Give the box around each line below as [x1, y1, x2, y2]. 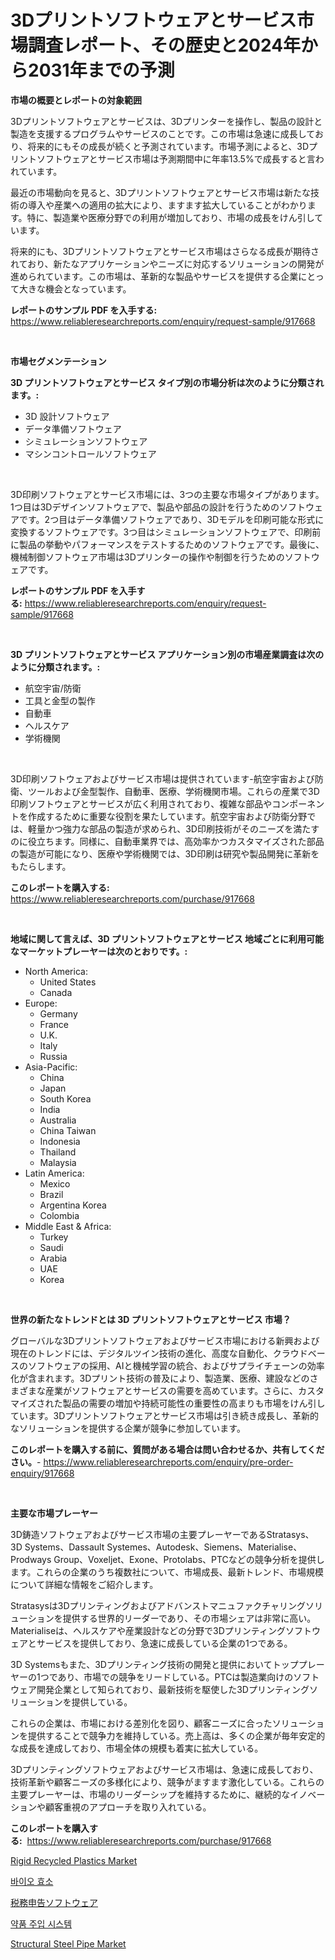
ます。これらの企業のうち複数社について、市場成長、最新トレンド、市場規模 [10, 1566, 324, 1578]
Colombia [39, 1209, 80, 1221]
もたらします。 [10, 860, 72, 872]
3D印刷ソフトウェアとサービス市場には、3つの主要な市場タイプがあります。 [10, 488, 325, 500]
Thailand [39, 1146, 77, 1158]
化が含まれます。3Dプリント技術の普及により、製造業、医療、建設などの [10, 1372, 310, 1384]
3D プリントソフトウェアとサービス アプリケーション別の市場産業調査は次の [10, 648, 325, 660]
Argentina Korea [39, 1199, 107, 1211]
